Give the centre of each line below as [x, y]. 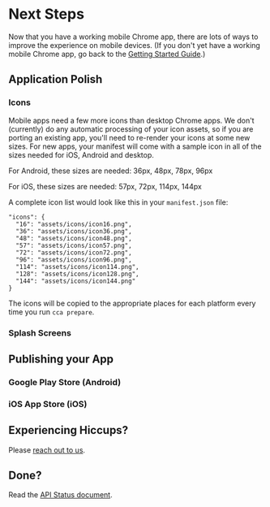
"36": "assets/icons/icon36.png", [74, 231]
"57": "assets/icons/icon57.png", [74, 245]
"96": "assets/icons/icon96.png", [74, 260]
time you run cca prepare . [51, 312]
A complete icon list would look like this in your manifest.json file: [118, 202]
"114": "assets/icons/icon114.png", [77, 266]
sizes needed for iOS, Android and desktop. [81, 154]
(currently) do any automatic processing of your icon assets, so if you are [131, 129]
